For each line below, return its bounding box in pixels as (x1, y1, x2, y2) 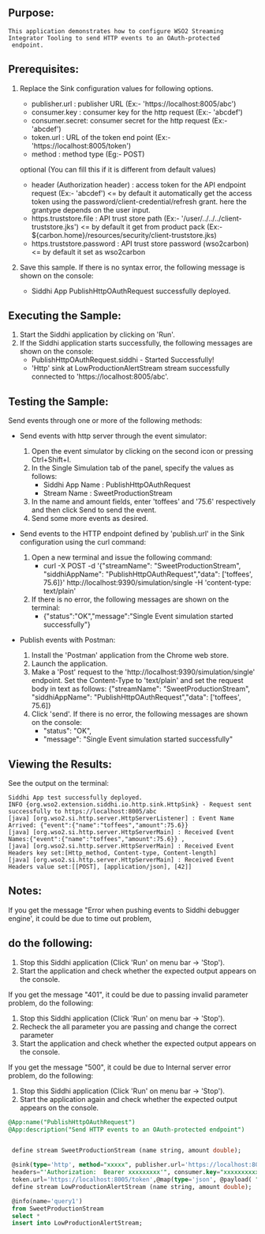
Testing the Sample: (8, 394, 109, 408)
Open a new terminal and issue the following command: (31, 553, 213, 562)
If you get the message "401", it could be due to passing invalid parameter (8, 990, 248, 999)
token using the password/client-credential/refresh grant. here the (31, 197, 247, 206)
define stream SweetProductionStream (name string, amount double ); (11, 1146, 242, 1155)
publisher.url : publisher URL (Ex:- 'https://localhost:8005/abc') (31, 99, 237, 108)
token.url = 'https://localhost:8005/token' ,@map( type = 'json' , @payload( (11, 1176, 252, 1184)
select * (11, 1212, 41, 1220)
